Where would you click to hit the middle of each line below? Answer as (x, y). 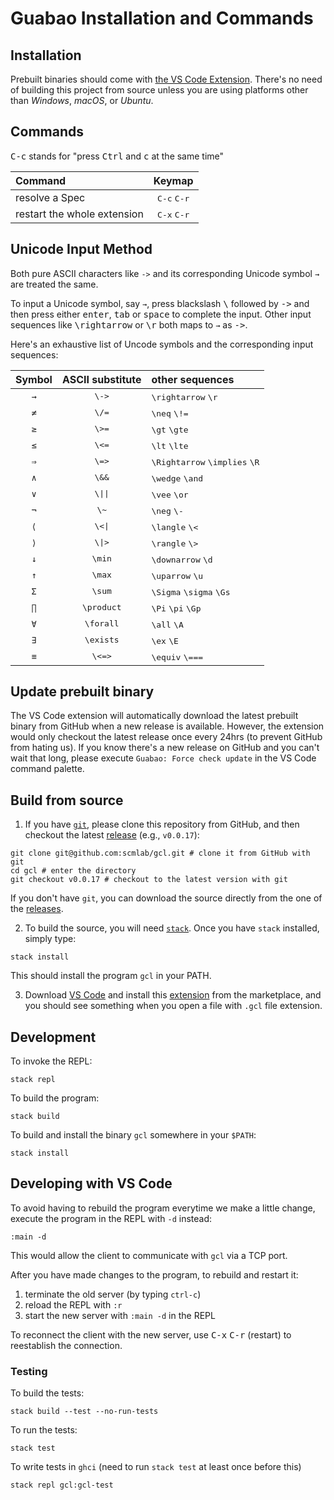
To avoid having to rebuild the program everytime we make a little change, (163, 1208)
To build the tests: (47, 1393)
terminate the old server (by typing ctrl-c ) (113, 1294)
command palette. (47, 769)
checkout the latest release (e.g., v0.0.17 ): (112, 835)
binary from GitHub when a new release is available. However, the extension (167, 726)
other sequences (193, 379)
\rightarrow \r (184, 397)
